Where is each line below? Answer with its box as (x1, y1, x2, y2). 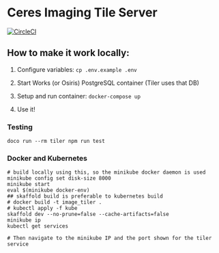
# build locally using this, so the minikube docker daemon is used (7, 169, 206, 176)
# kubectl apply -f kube (7, 205, 78, 212)
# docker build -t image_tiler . (7, 199, 102, 206)
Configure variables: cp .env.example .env (16, 65, 138, 73)
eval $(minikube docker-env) (7, 187, 90, 194)
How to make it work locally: (7, 47, 130, 59)
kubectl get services (7, 223, 69, 230)
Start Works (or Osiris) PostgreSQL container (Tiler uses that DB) (16, 79, 200, 87)
